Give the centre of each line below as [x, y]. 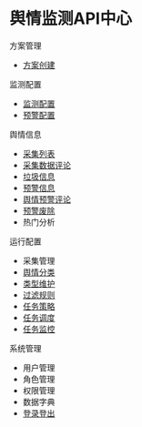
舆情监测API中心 [71, 19]
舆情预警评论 [46, 199]
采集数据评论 [46, 165]
